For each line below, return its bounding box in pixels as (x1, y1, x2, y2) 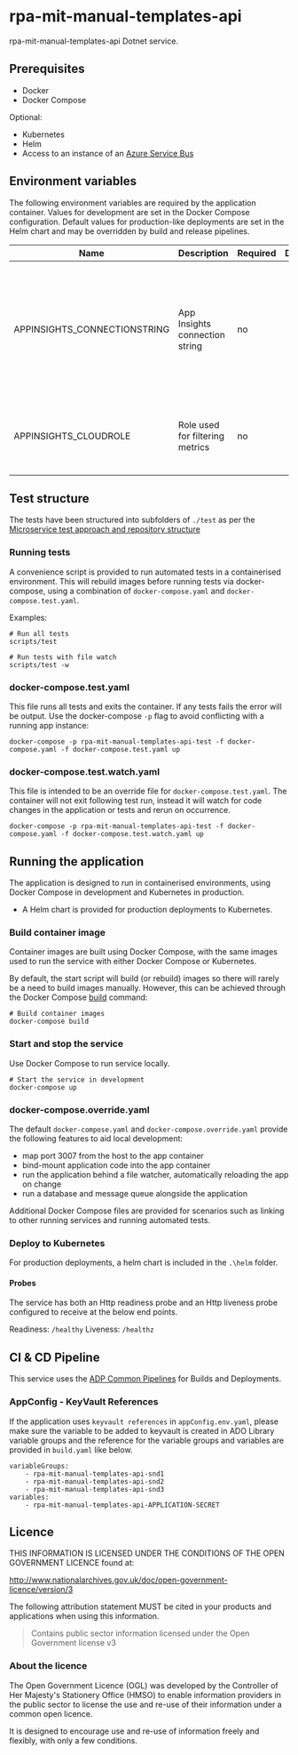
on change (21, 1179, 62, 1189)
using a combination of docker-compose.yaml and (47, 585, 225, 596)
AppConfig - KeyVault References (9, 1396, 159, 1408)
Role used (177, 418, 220, 431)
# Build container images (9, 1010, 105, 1018)
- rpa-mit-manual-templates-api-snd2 (25, 1477, 165, 1486)
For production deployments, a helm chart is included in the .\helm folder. (9, 1257, 278, 1268)
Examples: (9, 612, 47, 623)
